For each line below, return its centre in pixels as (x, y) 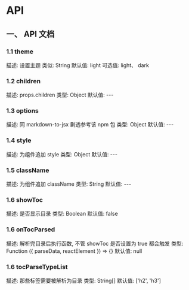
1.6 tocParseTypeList (37, 267)
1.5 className (28, 170)
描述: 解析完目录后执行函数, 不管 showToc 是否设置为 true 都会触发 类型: (95, 243)
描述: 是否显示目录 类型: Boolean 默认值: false (62, 214)
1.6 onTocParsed (31, 229)
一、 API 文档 (30, 34)
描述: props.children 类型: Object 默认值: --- (60, 95)
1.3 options (22, 111)
